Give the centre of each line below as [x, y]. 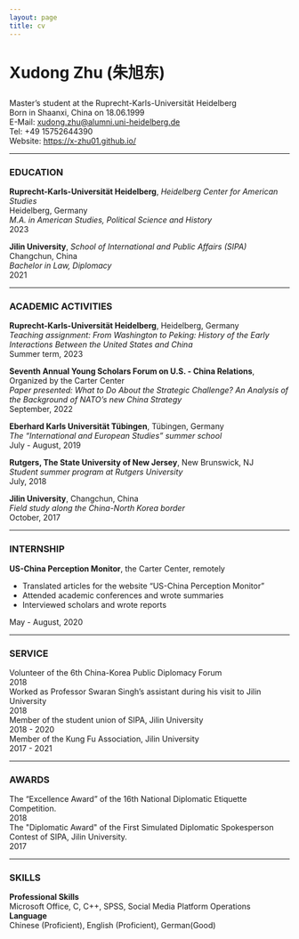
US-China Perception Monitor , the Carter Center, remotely [117, 568]
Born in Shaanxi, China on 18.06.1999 [77, 112]
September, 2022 [41, 409]
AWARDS [30, 780]
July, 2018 [28, 482]
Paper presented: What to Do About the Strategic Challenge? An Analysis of [149, 390]
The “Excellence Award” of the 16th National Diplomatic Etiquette [128, 799]
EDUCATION [36, 172]
